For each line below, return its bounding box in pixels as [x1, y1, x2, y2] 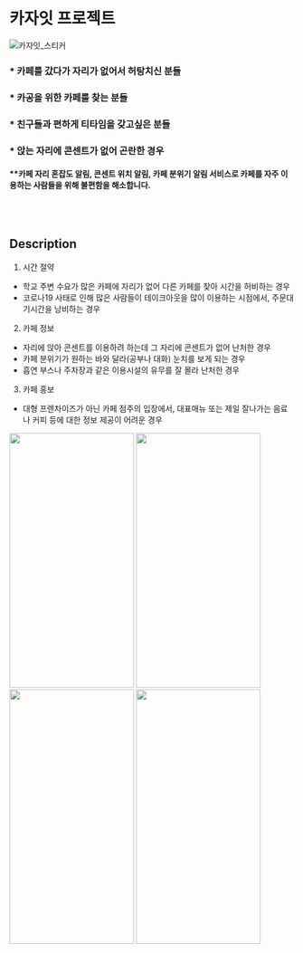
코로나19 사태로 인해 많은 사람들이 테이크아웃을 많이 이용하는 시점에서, [22, 291, 270, 303]
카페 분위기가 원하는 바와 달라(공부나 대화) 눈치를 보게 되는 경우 [22, 353, 246, 364]
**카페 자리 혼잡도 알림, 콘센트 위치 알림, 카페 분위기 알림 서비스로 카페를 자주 [9, 168, 279, 179]
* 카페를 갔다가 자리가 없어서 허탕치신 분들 [9, 64, 182, 77]
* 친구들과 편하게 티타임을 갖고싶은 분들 [9, 118, 171, 130]
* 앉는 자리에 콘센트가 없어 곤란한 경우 [9, 144, 165, 157]
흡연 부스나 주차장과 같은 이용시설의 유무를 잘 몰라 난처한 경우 [22, 364, 240, 376]
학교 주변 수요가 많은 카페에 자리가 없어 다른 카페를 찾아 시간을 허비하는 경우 [22, 281, 291, 291]
